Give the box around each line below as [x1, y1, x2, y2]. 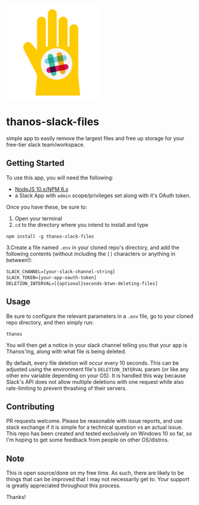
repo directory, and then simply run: [6, 318, 94, 326]
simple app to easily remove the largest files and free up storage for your [6, 134, 185, 141]
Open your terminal [14, 214, 62, 222]
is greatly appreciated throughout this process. [6, 482, 121, 489]
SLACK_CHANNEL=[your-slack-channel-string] [6, 269, 116, 274]
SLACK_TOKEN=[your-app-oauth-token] [6, 274, 97, 280]
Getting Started [6, 158, 65, 168]
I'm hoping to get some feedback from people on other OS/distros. [6, 436, 169, 444]
